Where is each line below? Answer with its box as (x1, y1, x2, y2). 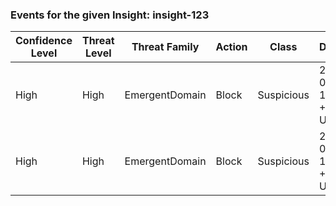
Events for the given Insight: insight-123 (10, 8, 210, 22)
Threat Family (131, 40, 200, 54)
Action (215, 40, 248, 54)
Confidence (15, 34, 73, 48)
